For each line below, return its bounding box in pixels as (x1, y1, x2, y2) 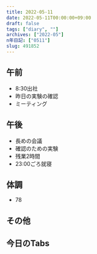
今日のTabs (6, 238, 50, 248)
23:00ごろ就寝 (15, 160, 52, 167)
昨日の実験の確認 (15, 92, 59, 100)
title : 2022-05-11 (6, 9, 53, 15)
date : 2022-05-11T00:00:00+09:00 (6, 15, 92, 21)
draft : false (6, 20, 40, 26)
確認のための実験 (15, 144, 59, 152)
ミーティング (15, 100, 48, 107)
